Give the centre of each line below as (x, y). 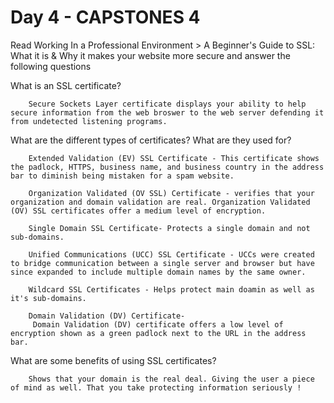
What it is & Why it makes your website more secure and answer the (150, 55)
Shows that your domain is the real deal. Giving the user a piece (171, 379)
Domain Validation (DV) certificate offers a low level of (158, 324)
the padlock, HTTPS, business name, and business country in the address (167, 167)
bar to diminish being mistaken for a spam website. (122, 176)
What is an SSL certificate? (66, 85)
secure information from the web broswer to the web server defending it (167, 112)
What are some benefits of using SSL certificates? (113, 360)
